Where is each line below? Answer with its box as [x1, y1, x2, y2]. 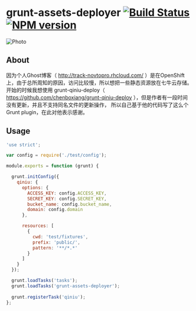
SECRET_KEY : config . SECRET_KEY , [27, 196, 107, 202]
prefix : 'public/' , [32, 239, 81, 245]
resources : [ [21, 223, 54, 229]
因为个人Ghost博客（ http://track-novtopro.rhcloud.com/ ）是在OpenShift [6, 72, 185, 79]
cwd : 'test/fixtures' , [32, 234, 89, 239]
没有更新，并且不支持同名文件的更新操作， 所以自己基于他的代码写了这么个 [6, 101, 189, 108]
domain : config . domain [27, 207, 83, 213]
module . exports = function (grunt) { [6, 163, 99, 169]
